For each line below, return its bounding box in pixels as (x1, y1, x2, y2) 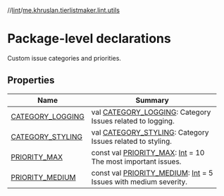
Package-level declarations (7, 31, 171, 47)
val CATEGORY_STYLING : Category (91, 127, 209, 137)
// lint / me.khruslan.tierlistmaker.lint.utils (7, 6, 120, 14)
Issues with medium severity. (91, 176, 188, 186)
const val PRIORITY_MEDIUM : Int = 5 (91, 168, 213, 178)
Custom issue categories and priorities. (7, 54, 122, 62)
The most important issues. (91, 157, 182, 166)
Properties (7, 74, 55, 87)
